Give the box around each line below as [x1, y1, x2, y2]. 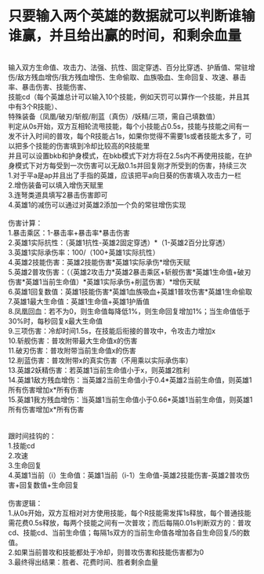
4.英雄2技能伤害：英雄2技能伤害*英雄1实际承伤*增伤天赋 [8, 257, 190, 267]
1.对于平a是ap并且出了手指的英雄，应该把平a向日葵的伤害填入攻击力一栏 [8, 170, 241, 180]
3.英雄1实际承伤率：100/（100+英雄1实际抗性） [8, 247, 160, 257]
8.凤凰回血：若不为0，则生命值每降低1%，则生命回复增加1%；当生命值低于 [8, 306, 251, 316]
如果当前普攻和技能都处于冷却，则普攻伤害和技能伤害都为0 [14, 547, 204, 557]
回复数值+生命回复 [19, 480, 80, 489]
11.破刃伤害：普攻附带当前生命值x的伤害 [8, 345, 137, 355]
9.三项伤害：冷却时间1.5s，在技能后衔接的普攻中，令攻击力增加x [8, 326, 216, 335]
